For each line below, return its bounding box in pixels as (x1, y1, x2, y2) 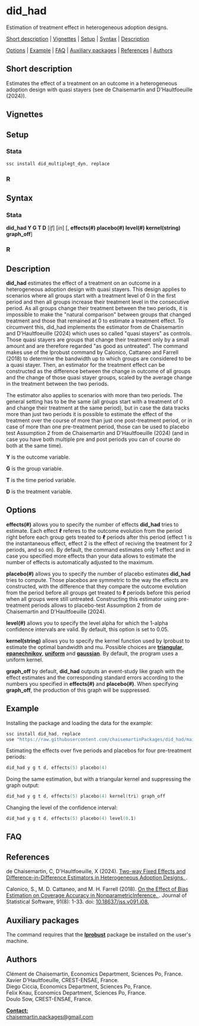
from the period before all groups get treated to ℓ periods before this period (6, 589, 191, 596)
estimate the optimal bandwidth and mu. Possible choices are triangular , (6, 643, 184, 650)
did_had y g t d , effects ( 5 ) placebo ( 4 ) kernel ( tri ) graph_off (6, 793, 166, 800)
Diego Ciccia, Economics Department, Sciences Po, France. (6, 983, 152, 990)
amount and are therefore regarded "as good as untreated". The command (6, 343, 188, 350)
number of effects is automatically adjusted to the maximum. (6, 558, 154, 565)
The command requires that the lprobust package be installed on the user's (6, 931, 191, 938)
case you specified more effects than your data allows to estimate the (6, 552, 176, 560)
